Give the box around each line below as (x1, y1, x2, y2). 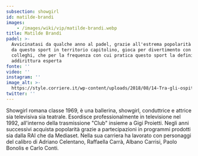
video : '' (6, 69, 31, 75)
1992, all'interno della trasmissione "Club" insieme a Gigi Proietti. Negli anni (6, 119, 189, 127)
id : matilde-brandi (6, 14, 54, 20)
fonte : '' (6, 63, 31, 69)
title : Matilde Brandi (6, 31, 62, 36)
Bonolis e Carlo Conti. (6, 144, 59, 151)
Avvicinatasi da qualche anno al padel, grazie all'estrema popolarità (11, 42, 192, 48)
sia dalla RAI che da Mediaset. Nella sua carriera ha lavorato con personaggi (6, 132, 192, 139)
